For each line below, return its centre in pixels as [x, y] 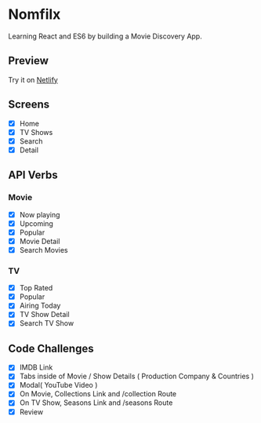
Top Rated [36, 288]
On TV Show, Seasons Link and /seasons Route [96, 403]
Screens [29, 105]
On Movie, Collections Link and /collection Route [98, 394]
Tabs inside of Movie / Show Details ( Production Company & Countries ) [137, 376]
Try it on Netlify [33, 79]
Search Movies [43, 250]
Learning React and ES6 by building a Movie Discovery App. [105, 36]
